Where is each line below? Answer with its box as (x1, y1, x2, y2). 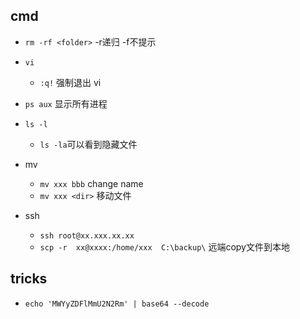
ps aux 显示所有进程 (24, 97, 108, 109)
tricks (10, 270, 48, 288)
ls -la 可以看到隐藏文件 (39, 138, 138, 150)
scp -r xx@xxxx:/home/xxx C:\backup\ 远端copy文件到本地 (39, 240, 290, 253)
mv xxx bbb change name (39, 177, 144, 189)
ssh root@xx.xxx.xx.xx (39, 230, 135, 241)
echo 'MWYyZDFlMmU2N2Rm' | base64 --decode (24, 299, 210, 309)
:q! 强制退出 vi (39, 76, 102, 88)
